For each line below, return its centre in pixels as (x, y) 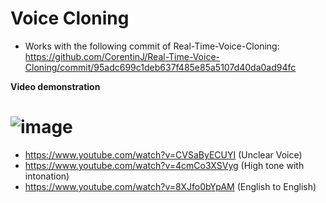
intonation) (47, 176)
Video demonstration (55, 86)
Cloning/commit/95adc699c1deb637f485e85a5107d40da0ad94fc (160, 67)
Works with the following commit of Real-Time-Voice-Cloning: (152, 46)
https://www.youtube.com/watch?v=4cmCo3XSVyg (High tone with (164, 165)
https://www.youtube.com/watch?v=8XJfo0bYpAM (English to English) (170, 186)
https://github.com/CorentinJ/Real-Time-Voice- (122, 56)
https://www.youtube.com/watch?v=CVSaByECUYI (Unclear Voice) (163, 154)
